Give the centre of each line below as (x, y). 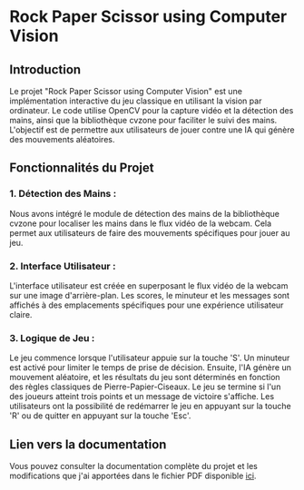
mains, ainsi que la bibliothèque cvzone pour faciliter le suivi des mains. (143, 120)
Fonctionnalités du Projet (82, 168)
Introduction (45, 69)
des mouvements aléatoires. (62, 139)
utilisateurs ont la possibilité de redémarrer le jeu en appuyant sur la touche (151, 407)
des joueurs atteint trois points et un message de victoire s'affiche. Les (142, 397)
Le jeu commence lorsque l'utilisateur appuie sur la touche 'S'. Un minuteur (150, 358)
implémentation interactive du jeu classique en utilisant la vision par (136, 101)
